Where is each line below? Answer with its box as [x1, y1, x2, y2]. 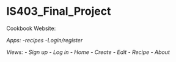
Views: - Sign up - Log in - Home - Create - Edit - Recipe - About [6, 48, 170, 56]
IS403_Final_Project [6, 4, 111, 18]
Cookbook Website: [6, 25, 56, 32]
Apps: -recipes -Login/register [6, 36, 83, 44]
